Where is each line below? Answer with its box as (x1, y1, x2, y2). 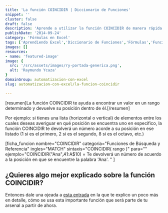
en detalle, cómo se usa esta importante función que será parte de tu (5, 197, 148, 203)
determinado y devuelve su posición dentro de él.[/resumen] (5, 105, 130, 111)
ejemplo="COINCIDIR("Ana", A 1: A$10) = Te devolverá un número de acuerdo (5, 151, 161, 157)
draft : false (5, 21, 32, 26)
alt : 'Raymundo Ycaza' (9, 68, 57, 73)
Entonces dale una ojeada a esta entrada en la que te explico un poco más (5, 192, 158, 198)
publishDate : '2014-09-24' (5, 30, 61, 35)
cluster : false (5, 16, 37, 21)
